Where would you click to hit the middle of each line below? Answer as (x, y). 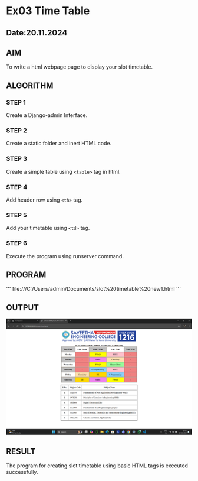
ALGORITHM (30, 85)
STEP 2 (17, 130)
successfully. (22, 472)
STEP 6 (17, 243)
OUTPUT (23, 308)
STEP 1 (16, 102)
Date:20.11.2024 (37, 33)
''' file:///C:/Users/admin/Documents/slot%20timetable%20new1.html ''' (94, 289)
